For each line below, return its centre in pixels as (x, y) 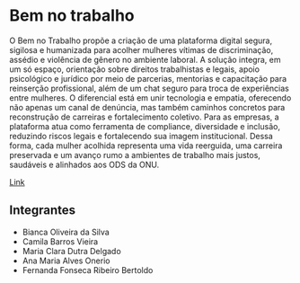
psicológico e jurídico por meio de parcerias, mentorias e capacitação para (148, 78)
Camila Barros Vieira (60, 241)
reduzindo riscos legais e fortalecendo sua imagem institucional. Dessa (141, 136)
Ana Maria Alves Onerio (66, 261)
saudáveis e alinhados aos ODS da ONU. (84, 164)
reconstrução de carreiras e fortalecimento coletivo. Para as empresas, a (145, 117)
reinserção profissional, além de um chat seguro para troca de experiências (149, 88)
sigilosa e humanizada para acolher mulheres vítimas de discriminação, (141, 49)
